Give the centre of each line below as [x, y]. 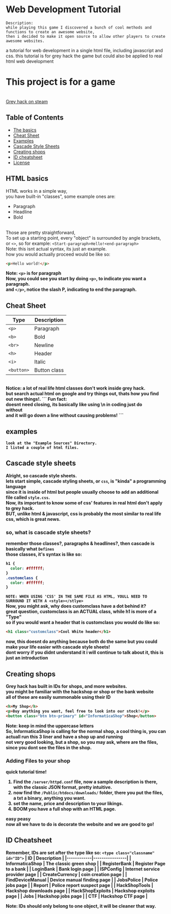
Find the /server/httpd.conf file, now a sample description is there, [85, 782]
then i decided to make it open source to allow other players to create [86, 36]
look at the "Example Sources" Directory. [51, 443]
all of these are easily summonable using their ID [58, 697]
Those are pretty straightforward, [41, 232]
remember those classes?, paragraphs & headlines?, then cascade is [80, 543]
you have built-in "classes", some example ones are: [61, 196]
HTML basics [27, 179]
